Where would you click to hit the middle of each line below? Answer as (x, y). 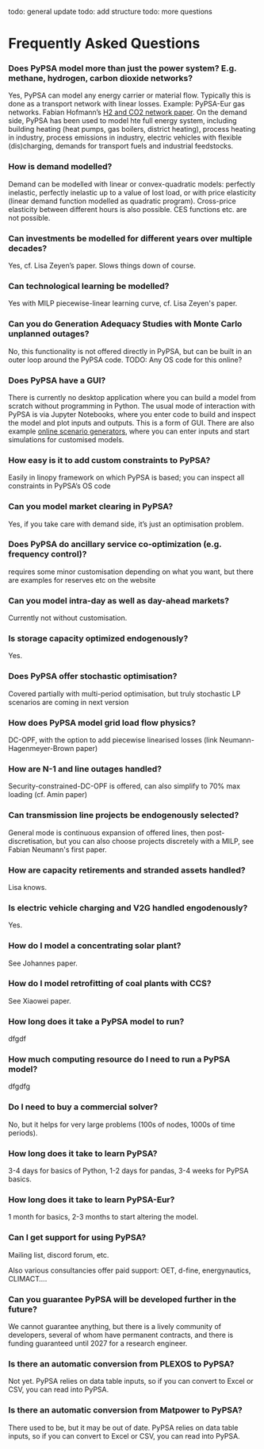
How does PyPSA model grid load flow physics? (102, 723)
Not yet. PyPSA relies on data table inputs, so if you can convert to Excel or (131, 1382)
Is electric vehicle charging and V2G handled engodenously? (128, 908)
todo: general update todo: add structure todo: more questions (110, 12)
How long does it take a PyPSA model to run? (96, 1021)
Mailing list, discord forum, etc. (59, 1254)
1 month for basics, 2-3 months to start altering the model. (103, 1217)
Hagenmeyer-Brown (41, 749)
